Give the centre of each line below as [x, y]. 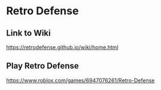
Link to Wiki [28, 33]
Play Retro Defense [42, 66]
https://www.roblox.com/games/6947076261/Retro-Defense [80, 80]
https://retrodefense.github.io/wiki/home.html [62, 47]
